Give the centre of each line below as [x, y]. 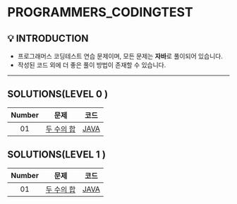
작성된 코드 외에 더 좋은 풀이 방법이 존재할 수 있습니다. [92, 65]
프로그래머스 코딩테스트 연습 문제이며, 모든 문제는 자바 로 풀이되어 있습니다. [120, 56]
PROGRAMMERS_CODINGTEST [100, 12]
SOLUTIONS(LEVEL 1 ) [56, 155]
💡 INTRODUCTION [48, 38]
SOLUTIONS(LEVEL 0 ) [57, 94]
